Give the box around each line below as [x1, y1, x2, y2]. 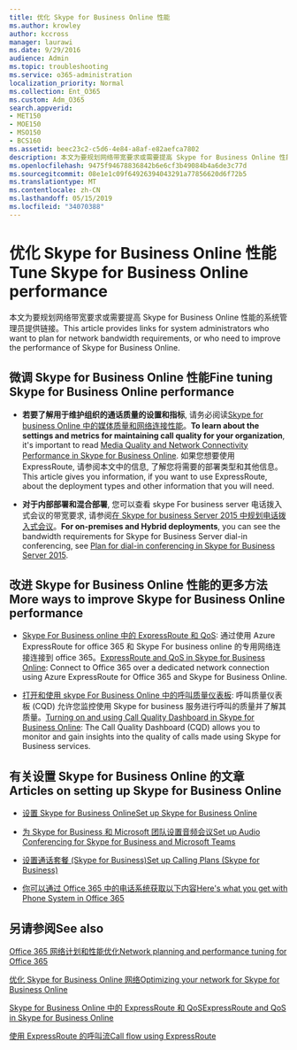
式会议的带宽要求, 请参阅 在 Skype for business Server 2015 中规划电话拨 [21, 510, 286, 521]
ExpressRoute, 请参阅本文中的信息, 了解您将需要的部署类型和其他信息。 [21, 461, 283, 472]
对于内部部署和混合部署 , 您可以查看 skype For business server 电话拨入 [21, 498, 283, 509]
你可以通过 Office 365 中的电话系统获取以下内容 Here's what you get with [21, 883, 288, 894]
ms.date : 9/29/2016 [9, 46, 81, 55]
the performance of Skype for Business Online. [9, 342, 181, 352]
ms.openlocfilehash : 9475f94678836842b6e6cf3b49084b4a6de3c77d [9, 161, 247, 170]
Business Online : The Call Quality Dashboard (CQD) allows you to [21, 722, 261, 733]
